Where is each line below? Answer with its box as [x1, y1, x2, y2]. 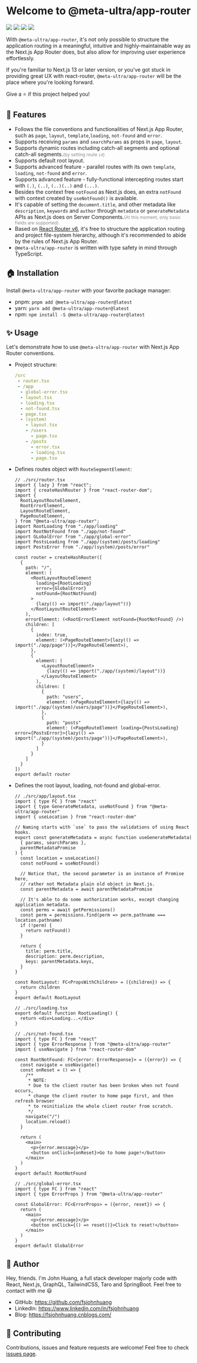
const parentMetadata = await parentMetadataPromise [20, 886, 153, 892]
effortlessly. [6, 54, 35, 61]
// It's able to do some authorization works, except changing [20, 896, 179, 903]
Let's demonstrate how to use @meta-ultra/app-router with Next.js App [6, 344, 180, 351]
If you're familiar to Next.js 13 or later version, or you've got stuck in [6, 66, 171, 73]
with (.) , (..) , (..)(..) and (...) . [14, 182, 99, 189]
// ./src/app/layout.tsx [14, 793, 76, 800]
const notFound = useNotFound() [20, 860, 100, 866]
